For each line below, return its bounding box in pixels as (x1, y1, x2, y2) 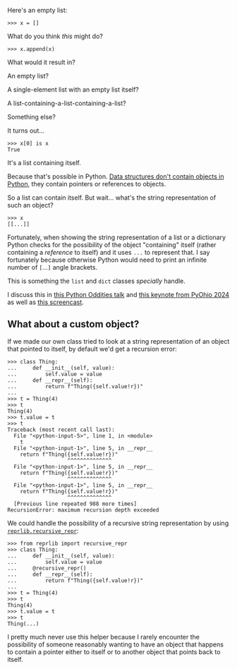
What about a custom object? (7, 318, 140, 330)
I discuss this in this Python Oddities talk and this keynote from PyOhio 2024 (7, 291, 230, 299)
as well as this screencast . (7, 298, 85, 306)
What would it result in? (7, 58, 75, 66)
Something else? (7, 113, 56, 121)
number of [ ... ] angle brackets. (7, 263, 97, 271)
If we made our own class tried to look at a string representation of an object (7, 337, 230, 345)
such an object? (7, 201, 54, 209)
